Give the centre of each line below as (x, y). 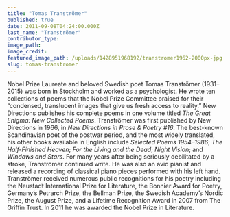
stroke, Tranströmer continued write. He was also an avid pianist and (104, 164)
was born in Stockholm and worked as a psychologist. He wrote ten (120, 91)
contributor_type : (33, 39)
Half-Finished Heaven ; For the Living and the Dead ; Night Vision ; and (105, 149)
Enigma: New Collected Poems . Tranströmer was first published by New (109, 120)
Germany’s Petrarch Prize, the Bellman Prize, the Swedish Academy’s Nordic (115, 193)
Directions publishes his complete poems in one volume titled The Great (109, 113)
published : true (30, 20)
